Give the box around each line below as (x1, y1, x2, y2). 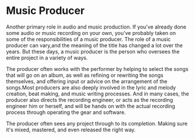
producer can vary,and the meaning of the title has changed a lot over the (6, 42, 183, 49)
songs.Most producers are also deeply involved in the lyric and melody (6, 84, 176, 91)
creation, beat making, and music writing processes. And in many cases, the (6, 90, 189, 97)
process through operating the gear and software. (6, 109, 126, 116)
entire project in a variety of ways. (6, 54, 88, 61)
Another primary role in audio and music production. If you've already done (6, 23, 186, 30)
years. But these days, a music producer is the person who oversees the (6, 48, 180, 55)
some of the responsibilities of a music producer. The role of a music (6, 35, 171, 42)
